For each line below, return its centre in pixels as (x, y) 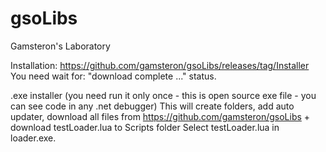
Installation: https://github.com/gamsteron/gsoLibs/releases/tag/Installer (160, 65)
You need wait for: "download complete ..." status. (113, 76)
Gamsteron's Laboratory (60, 46)
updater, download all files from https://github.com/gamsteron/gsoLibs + (160, 116)
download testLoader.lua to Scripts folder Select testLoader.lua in (145, 127)
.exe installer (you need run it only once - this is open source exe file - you (163, 95)
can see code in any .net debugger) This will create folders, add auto (152, 106)
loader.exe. (33, 138)
